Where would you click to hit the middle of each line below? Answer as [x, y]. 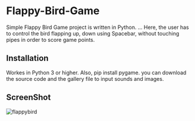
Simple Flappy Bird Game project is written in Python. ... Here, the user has [97, 27]
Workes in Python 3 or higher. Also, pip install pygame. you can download [96, 73]
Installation [27, 58]
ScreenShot [29, 98]
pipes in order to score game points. [51, 40]
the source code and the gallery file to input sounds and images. [85, 79]
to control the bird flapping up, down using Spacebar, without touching [93, 33]
